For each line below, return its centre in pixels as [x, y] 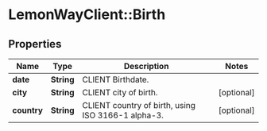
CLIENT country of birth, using [139, 105]
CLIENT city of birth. [120, 92]
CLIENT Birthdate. [116, 79]
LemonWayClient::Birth [87, 15]
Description [146, 66]
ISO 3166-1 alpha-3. [123, 115]
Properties [35, 44]
